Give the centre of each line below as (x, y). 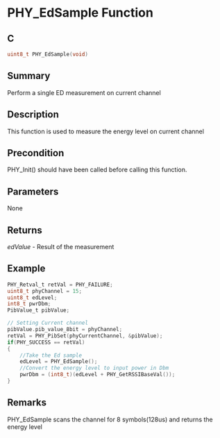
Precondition (36, 153)
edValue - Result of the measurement (61, 246)
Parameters (33, 191)
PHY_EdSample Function (81, 13)
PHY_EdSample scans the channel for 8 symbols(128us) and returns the (110, 419)
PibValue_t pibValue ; (39, 310)
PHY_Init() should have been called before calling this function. (97, 170)
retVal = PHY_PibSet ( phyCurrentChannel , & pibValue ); (85, 336)
